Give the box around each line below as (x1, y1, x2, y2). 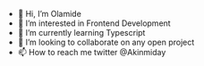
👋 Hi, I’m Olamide (17, 9, 82, 19)
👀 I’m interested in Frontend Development (17, 18, 172, 29)
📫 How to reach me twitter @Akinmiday (17, 47, 166, 57)
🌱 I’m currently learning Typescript (17, 28, 146, 37)
